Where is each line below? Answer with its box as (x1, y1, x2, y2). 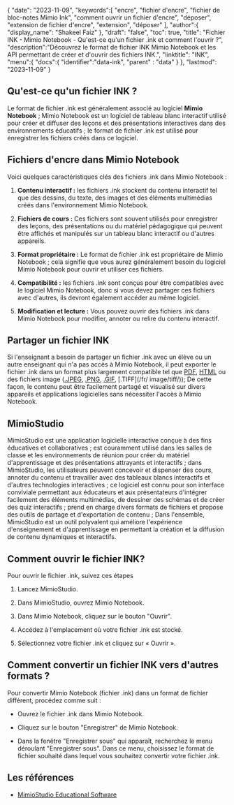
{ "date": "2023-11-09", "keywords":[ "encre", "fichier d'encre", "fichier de (7, 6, 221, 14)
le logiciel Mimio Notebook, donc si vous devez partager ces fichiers (17, 286, 215, 294)
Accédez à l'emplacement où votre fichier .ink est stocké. (17, 626, 183, 634)
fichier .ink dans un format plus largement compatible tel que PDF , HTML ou (7, 368, 226, 376)
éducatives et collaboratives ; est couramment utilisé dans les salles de (7, 443, 212, 452)
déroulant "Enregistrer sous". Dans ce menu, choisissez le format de (17, 744, 214, 753)
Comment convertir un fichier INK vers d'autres (7, 659, 219, 671)
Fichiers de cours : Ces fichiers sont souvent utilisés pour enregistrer (17, 214, 218, 223)
